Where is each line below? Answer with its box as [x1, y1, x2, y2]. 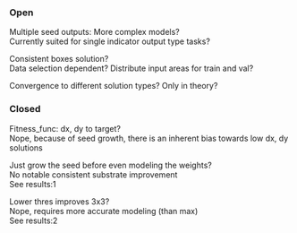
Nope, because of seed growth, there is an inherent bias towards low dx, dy [9, 133, 289, 143]
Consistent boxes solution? [9, 54, 109, 65]
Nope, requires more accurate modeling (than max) [9, 205, 199, 216]
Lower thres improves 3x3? [9, 195, 110, 207]
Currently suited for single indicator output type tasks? [9, 36, 210, 47]
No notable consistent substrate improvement [9, 168, 178, 180]
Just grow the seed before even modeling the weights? [9, 160, 212, 170]
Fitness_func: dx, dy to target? [9, 123, 121, 134]
